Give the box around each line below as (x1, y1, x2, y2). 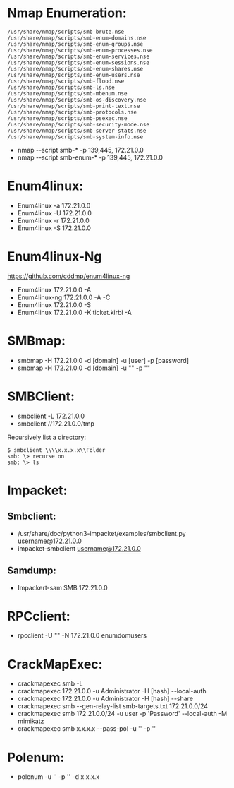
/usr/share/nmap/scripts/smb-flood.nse (7, 78, 125, 85)
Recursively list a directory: (7, 433, 87, 441)
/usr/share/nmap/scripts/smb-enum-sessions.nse (7, 59, 150, 66)
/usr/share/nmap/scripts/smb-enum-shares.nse (7, 65, 143, 72)
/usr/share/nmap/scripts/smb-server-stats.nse (7, 127, 147, 134)
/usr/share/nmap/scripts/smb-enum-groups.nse (7, 40, 143, 47)
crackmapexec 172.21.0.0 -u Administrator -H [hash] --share (17, 694, 194, 703)
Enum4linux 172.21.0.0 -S (17, 300, 92, 309)
